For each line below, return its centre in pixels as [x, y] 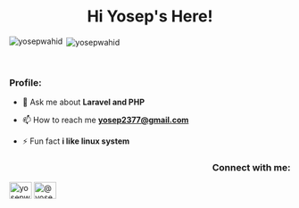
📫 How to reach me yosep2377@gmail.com [105, 120]
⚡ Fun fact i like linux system [76, 141]
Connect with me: [251, 167]
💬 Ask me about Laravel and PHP [83, 102]
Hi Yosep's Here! [150, 17]
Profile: [25, 82]
